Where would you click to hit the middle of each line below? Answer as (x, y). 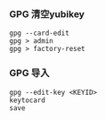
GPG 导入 (29, 73)
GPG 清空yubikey (47, 13)
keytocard (28, 100)
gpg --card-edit (39, 33)
